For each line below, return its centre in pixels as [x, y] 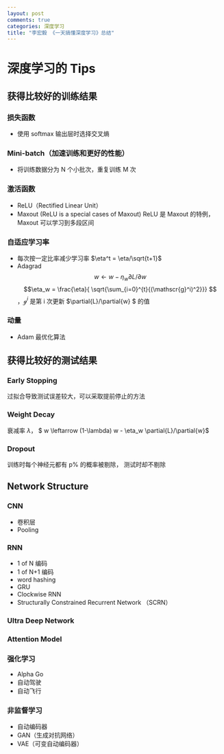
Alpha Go [30, 674]
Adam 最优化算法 [41, 337]
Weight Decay [31, 414]
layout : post [26, 13]
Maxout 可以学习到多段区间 [55, 222]
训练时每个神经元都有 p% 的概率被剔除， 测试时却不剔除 [87, 465]
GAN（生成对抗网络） [48, 735]
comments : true [29, 20]
